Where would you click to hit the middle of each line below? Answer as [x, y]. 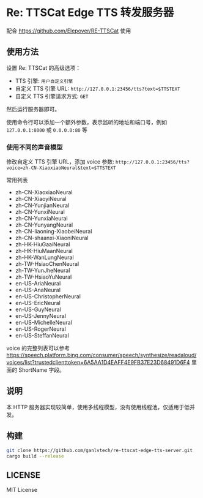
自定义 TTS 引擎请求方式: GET [52, 96]
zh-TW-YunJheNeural [42, 271]
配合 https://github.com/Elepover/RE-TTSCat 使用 [69, 31]
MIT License [22, 490]
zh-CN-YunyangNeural [44, 225]
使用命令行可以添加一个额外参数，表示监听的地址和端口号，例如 [87, 122]
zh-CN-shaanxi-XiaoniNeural [52, 238]
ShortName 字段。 [42, 370]
